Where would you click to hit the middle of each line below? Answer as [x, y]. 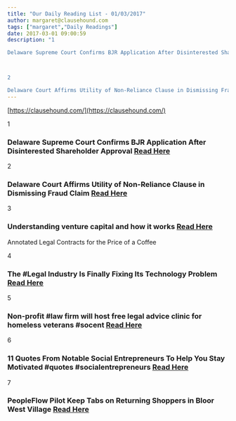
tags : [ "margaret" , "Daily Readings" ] [63, 27]
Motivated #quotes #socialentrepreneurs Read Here [98, 368]
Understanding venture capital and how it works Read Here [110, 227]
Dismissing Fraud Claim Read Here [67, 193]
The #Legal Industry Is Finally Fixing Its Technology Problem [112, 273]
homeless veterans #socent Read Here [75, 325]
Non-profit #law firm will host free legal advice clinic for [105, 316]
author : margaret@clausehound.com [58, 20]
